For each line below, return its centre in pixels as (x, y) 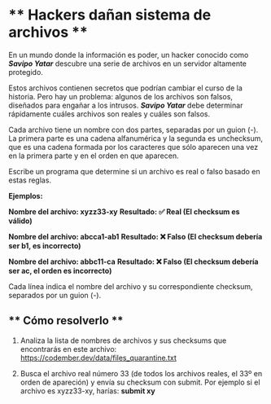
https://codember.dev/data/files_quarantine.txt (98, 358)
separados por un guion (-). (55, 295)
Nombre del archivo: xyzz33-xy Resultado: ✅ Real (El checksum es (124, 211)
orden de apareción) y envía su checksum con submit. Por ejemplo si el (140, 382)
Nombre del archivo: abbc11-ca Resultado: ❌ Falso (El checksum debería (133, 261)
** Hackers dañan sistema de (110, 15)
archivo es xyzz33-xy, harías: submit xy (88, 391)
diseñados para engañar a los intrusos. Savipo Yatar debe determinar (126, 105)
